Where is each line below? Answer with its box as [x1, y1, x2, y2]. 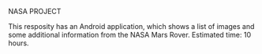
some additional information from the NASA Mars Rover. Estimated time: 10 [8, 31, 252, 39]
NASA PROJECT [8, 7, 62, 16]
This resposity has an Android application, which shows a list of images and [8, 22, 255, 31]
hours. [8, 38, 29, 48]
